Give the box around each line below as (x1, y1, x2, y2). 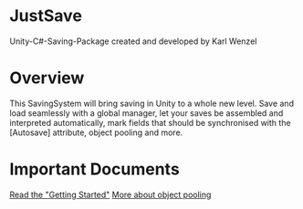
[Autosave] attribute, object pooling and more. (9, 127, 183, 138)
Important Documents (9, 159, 180, 180)
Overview (9, 68, 85, 89)
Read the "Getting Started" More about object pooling (9, 189, 212, 200)
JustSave (9, 5, 82, 26)
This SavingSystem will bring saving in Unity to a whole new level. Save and (9, 98, 295, 109)
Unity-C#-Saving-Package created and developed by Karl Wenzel (9, 36, 257, 47)
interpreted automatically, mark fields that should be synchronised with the (9, 117, 291, 128)
